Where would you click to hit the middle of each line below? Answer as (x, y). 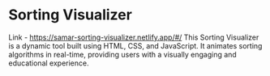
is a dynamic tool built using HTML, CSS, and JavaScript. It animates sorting (135, 45)
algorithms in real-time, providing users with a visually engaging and (122, 54)
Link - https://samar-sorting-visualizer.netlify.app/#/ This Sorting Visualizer (134, 37)
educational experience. (49, 63)
